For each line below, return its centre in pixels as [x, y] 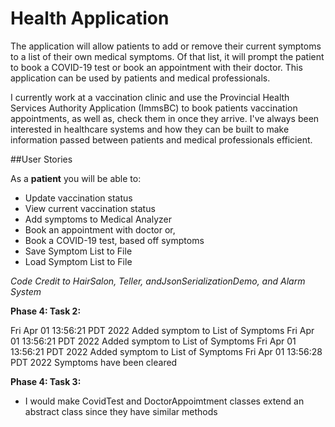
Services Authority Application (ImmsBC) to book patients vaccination [154, 108]
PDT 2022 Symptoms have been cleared [94, 362]
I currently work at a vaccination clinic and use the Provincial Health [150, 97]
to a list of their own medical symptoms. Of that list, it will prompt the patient [167, 56]
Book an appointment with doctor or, [100, 229]
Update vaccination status [78, 198]
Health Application [90, 18]
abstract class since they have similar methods [121, 411]
